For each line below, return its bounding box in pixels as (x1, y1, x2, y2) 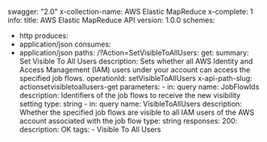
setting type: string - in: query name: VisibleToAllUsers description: (19, 99, 243, 108)
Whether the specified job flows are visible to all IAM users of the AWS (19, 108, 255, 117)
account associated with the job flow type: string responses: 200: (19, 116, 238, 125)
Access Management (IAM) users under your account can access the (19, 65, 251, 75)
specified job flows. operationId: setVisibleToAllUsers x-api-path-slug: (19, 74, 252, 83)
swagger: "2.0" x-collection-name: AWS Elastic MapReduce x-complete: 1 (7, 7, 253, 16)
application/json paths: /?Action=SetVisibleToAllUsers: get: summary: (19, 48, 249, 57)
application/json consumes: (19, 39, 111, 49)
